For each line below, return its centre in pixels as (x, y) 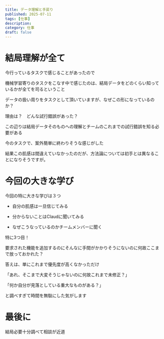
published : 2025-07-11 (28, 14)
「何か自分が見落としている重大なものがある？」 (54, 285)
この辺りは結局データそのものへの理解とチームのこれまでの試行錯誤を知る (80, 126)
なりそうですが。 (31, 159)
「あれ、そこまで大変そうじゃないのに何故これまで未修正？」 (67, 274)
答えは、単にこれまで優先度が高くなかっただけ (52, 264)
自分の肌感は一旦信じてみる (40, 206)
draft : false (18, 32)
